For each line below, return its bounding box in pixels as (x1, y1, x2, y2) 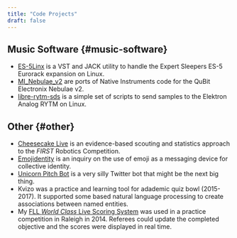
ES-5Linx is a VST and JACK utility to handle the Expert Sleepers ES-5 (17, 62, 224, 71)
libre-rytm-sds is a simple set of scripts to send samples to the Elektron (17, 92, 227, 101)
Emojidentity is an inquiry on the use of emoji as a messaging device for (17, 154, 228, 163)
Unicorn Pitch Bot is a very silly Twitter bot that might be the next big (17, 170, 219, 178)
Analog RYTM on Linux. (17, 100, 87, 109)
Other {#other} (7, 120, 75, 132)
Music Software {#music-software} (7, 43, 168, 55)
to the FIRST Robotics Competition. (17, 147, 121, 156)
